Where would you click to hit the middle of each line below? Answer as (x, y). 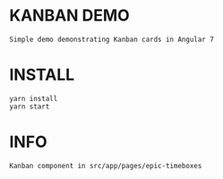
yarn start (30, 107)
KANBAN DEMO (69, 16)
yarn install (34, 98)
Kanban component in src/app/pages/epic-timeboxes (106, 166)
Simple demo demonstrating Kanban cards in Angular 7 (112, 39)
